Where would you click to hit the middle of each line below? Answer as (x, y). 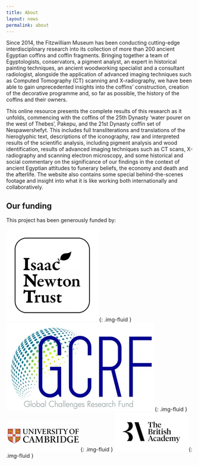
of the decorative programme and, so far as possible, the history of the (93, 93)
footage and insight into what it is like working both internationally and (92, 181)
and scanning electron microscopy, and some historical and (110, 155)
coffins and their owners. (37, 100)
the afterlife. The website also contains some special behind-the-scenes (95, 174)
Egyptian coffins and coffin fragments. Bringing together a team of (88, 55)
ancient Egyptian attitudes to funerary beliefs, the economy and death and (97, 168)
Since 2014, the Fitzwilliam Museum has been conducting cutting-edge (93, 43)
